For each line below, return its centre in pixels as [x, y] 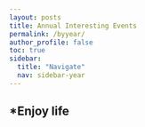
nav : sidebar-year [52, 75]
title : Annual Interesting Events [73, 26]
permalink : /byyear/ [48, 34]
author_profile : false [51, 42]
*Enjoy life [39, 111]
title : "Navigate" [52, 67]
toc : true [28, 51]
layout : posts [36, 17]
